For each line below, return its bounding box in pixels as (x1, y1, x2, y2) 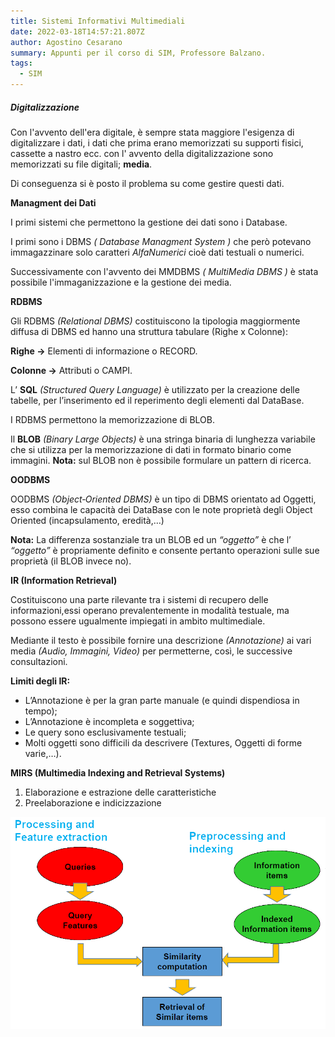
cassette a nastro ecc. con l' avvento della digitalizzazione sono (10, 147, 274, 159)
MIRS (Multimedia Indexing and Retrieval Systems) (10, 766, 226, 779)
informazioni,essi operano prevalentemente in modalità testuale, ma (10, 604, 290, 616)
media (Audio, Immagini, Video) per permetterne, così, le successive (10, 645, 293, 657)
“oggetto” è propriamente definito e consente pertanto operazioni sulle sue (10, 544, 320, 556)
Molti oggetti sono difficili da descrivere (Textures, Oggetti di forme (24, 736, 303, 749)
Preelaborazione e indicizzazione (24, 796, 162, 809)
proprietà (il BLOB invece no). (10, 555, 132, 567)
